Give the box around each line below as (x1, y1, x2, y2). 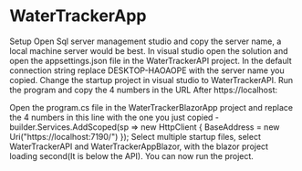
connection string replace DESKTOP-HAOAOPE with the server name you (9, 65, 285, 76)
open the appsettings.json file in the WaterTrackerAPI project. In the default (9, 55, 292, 66)
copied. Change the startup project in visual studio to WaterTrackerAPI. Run (9, 74, 294, 85)
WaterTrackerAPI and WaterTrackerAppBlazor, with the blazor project (9, 141, 269, 152)
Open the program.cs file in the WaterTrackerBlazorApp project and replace (9, 102, 294, 112)
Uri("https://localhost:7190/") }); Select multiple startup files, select (9, 131, 262, 142)
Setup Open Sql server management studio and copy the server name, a (9, 36, 282, 47)
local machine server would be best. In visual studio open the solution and (9, 45, 289, 56)
